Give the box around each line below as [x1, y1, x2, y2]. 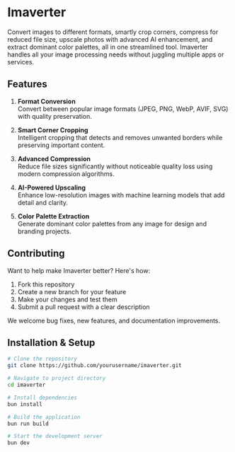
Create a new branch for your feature [17, 287, 127, 296]
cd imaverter [7, 381, 46, 388]
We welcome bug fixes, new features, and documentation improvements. [7, 316, 221, 325]
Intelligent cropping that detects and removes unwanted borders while [17, 133, 223, 141]
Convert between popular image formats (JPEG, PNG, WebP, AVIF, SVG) [17, 104, 229, 113]
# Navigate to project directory [7, 375, 106, 382]
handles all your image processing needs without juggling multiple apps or [7, 50, 224, 59]
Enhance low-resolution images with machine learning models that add [17, 190, 225, 199]
